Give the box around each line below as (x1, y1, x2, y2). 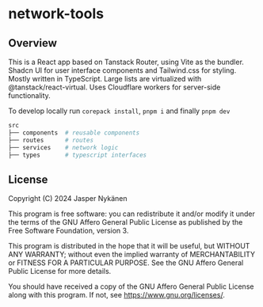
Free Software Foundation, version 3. (8, 226, 129, 236)
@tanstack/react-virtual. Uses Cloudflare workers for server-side (8, 82, 221, 92)
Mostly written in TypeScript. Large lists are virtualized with (8, 74, 202, 83)
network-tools (8, 5, 105, 23)
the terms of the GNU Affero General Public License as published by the (8, 218, 243, 227)
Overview (8, 36, 58, 50)
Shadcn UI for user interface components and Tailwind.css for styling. (8, 66, 237, 75)
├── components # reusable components (8, 128, 140, 137)
